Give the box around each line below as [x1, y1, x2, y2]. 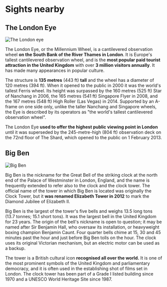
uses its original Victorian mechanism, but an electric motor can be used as [5, 240, 160, 246]
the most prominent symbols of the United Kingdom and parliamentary [5, 260, 151, 266]
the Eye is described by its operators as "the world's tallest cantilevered [5, 109, 153, 115]
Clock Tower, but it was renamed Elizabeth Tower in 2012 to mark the [5, 193, 150, 199]
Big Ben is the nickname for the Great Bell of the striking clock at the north [5, 172, 158, 178]
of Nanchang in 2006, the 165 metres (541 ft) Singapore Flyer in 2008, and [5, 93, 158, 99]
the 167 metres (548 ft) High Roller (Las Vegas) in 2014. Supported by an [5, 98, 155, 104]
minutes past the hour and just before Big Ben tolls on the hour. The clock [5, 235, 157, 241]
